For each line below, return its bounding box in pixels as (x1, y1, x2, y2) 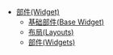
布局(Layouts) (27, 27, 74, 36)
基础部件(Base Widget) (27, 17, 105, 27)
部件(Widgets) (27, 37, 76, 47)
